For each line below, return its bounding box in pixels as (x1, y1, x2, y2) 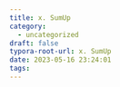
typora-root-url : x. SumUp (9, 47, 112, 56)
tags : (9, 64, 30, 73)
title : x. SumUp (9, 13, 71, 23)
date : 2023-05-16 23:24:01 (9, 55, 112, 64)
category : (9, 22, 47, 31)
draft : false (9, 38, 59, 48)
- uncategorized (17, 30, 79, 39)
